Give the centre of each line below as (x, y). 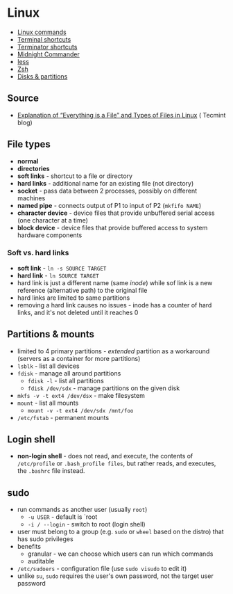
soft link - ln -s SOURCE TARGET (62, 268)
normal (28, 161)
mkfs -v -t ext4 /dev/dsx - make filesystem (81, 395)
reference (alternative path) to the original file (82, 290)
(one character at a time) (53, 220)
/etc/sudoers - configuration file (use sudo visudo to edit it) (102, 569)
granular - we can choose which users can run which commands (120, 554)
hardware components (50, 235)
